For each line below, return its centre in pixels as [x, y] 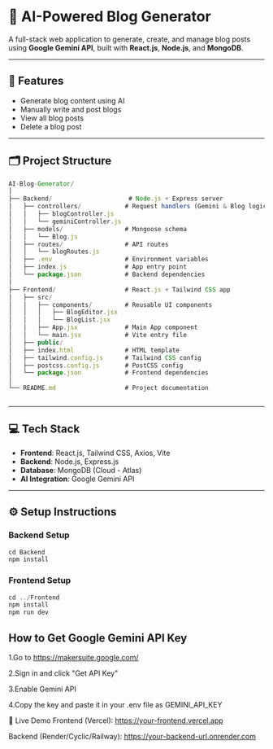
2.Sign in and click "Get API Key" [63, 673]
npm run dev [28, 613]
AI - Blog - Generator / [41, 184]
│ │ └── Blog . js [43, 237]
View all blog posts [52, 118]
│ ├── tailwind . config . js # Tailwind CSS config [105, 357]
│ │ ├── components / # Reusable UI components [110, 304]
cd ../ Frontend [34, 598]
